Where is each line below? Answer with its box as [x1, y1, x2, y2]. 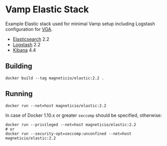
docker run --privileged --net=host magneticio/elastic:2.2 [5, 122, 137, 127]
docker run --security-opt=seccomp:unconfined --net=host [5, 131, 132, 136]
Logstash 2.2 [12, 41, 41, 47]
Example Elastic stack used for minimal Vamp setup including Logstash [5, 21, 155, 27]
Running [5, 89, 33, 98]
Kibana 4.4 [12, 47, 36, 53]
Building [5, 62, 32, 70]
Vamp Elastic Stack [5, 4, 89, 15]
